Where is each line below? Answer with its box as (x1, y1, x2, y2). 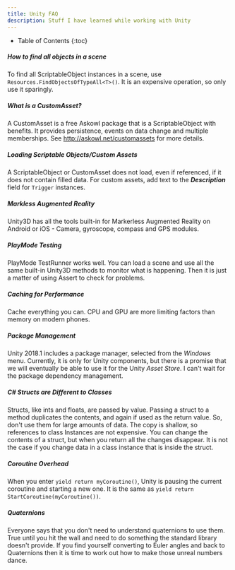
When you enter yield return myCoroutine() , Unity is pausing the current (7, 477, 222, 486)
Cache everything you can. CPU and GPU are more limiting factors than (7, 308, 215, 316)
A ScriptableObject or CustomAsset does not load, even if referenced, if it (7, 168, 222, 177)
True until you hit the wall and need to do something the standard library (7, 534, 217, 542)
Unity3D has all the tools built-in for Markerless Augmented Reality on (7, 217, 210, 226)
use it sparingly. (7, 85, 54, 94)
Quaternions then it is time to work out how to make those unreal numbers (7, 549, 223, 557)
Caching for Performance (7, 290, 85, 298)
